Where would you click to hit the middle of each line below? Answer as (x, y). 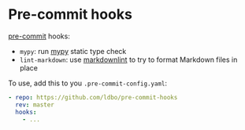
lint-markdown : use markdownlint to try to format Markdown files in (128, 60)
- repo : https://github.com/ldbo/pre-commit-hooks (93, 97)
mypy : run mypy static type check (73, 51)
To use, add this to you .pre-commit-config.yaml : (88, 83)
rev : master (35, 105)
